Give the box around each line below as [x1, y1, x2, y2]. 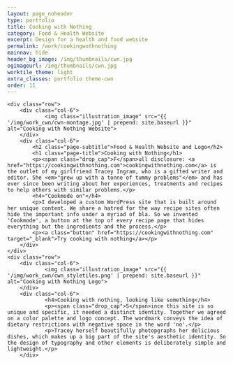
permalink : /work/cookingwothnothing [7, 43, 117, 50]
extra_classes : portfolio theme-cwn [7, 75, 114, 83]
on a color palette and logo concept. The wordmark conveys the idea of [7, 315, 223, 322]
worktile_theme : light [7, 69, 73, 76]
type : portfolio [7, 17, 54, 24]
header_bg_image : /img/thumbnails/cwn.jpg [7, 56, 133, 63]
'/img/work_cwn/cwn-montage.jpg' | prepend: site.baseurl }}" [7, 120, 192, 127]
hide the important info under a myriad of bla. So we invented [7, 211, 198, 218]
